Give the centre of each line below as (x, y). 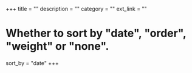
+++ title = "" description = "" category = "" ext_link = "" (76, 9)
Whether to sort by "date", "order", (96, 33)
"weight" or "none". (57, 47)
